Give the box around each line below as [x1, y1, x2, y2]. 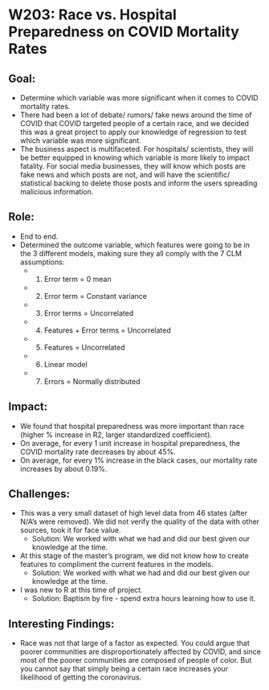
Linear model [43, 359, 88, 369]
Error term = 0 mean [43, 274, 112, 284]
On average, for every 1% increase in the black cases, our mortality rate [19, 455, 258, 465]
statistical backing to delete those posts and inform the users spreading [19, 178, 258, 188]
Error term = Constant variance [43, 291, 147, 300]
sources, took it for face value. [19, 525, 122, 535]
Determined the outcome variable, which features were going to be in [19, 239, 251, 250]
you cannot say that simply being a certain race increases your [19, 664, 229, 674]
